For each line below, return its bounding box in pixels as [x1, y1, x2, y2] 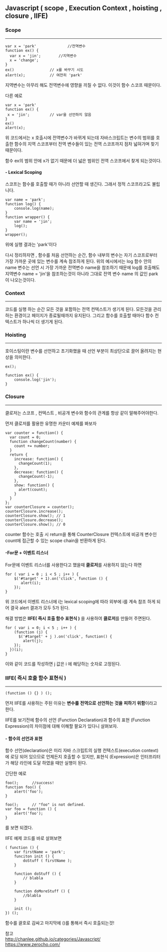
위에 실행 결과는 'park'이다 [5, 241, 57, 247]
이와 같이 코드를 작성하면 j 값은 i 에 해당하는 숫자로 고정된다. [5, 661, 121, 667]
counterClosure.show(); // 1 [5, 513, 66, 518]
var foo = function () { [5, 807, 57, 812]
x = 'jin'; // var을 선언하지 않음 [7, 112, 92, 117]
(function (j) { [14, 630, 48, 635]
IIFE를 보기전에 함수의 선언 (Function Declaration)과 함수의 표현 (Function [5, 717, 151, 723]
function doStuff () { [14, 871, 61, 876]
